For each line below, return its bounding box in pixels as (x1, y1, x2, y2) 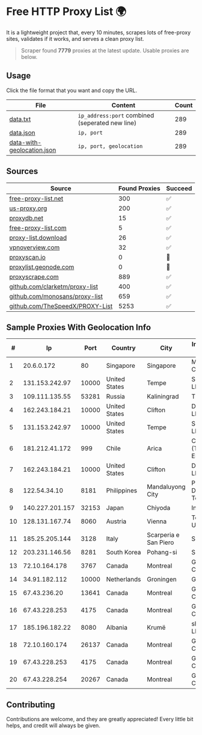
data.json (9, 128, 35, 137)
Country (111, 344, 136, 352)
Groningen (147, 575, 177, 584)
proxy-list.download (9, 233, 67, 241)
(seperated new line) (78, 119, 137, 127)
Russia (106, 392, 125, 401)
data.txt (9, 115, 31, 123)
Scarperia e (147, 531, 180, 539)
